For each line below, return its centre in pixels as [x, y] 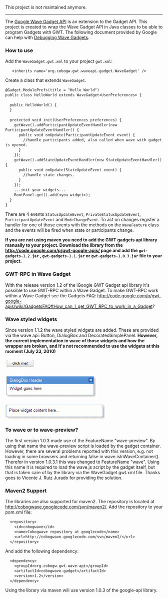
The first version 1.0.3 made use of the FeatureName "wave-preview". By [80, 441]
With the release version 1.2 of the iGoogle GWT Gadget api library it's [77, 285]
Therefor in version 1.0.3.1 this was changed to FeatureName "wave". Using [82, 462]
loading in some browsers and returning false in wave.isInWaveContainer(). [82, 457]
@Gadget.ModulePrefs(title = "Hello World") [52, 90]
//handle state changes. [49, 175]
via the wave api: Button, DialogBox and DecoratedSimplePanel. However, [81, 335]
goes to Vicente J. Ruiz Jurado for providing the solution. [64, 478]
